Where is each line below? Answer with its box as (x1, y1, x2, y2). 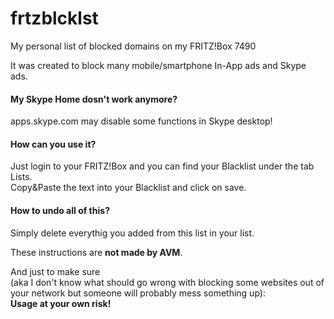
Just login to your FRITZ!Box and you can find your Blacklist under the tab (10, 160, 315, 172)
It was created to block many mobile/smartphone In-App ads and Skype (10, 59, 307, 71)
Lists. (10, 171, 33, 183)
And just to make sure (10, 265, 101, 277)
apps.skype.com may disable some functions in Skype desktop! (10, 115, 273, 127)
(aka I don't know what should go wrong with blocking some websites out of (10, 276, 325, 288)
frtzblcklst (10, 7, 99, 30)
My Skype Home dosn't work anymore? (10, 93, 178, 105)
